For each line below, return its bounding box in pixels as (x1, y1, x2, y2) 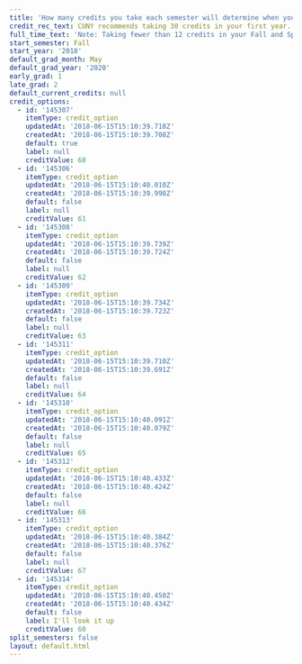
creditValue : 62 (25, 273, 87, 282)
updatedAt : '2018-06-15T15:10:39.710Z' (25, 357, 175, 366)
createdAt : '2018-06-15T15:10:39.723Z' (25, 306, 175, 315)
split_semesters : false (9, 632, 99, 642)
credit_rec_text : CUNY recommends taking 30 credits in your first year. (9, 22, 292, 31)
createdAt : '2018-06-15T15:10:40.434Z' (25, 600, 175, 609)
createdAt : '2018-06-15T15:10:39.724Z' (25, 248, 175, 257)
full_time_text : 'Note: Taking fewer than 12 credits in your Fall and (9, 30, 283, 39)
